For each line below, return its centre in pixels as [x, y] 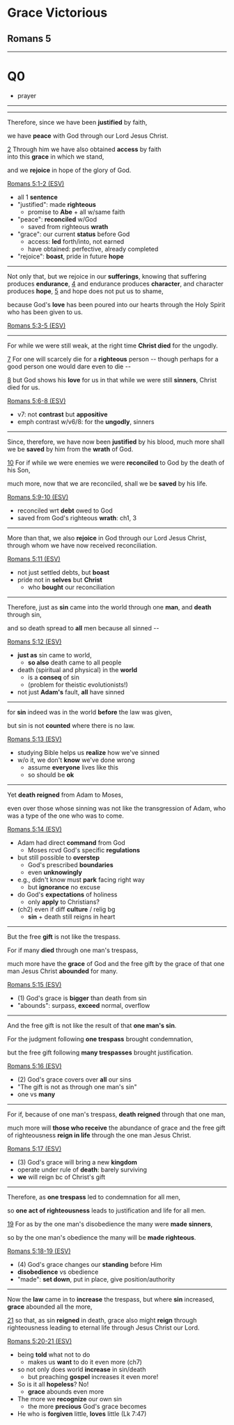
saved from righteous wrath [68, 226]
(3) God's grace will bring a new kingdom [77, 1162]
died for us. [24, 387]
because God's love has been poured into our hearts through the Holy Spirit [116, 304]
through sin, [24, 614]
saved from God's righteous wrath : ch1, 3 [77, 517]
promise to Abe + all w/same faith [76, 212]
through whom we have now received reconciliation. [83, 545]
